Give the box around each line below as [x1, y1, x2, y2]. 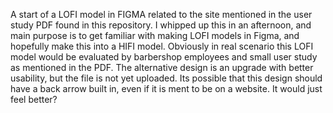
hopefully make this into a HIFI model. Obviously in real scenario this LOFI [10, 40, 314, 52]
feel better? [10, 94, 58, 105]
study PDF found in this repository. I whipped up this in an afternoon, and [10, 19, 312, 31]
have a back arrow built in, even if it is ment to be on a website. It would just [10, 83, 323, 94]
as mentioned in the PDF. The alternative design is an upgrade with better [10, 62, 314, 73]
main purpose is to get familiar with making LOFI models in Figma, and [10, 30, 300, 41]
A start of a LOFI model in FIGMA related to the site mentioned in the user [10, 9, 313, 20]
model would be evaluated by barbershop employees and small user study [10, 51, 318, 63]
